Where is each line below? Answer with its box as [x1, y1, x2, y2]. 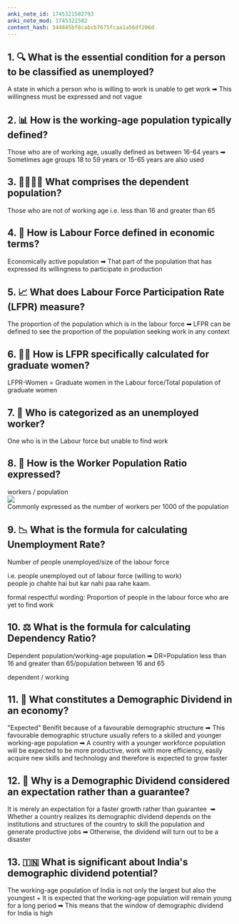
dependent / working [7, 672, 69, 681]
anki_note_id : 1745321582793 [7, 10, 94, 18]
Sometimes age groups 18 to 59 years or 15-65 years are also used [7, 155, 205, 164]
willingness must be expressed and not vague [7, 92, 143, 101]
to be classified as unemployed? [7, 66, 155, 78]
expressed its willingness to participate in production [7, 264, 163, 273]
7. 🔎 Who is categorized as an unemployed [7, 407, 199, 419]
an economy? [7, 705, 69, 717]
